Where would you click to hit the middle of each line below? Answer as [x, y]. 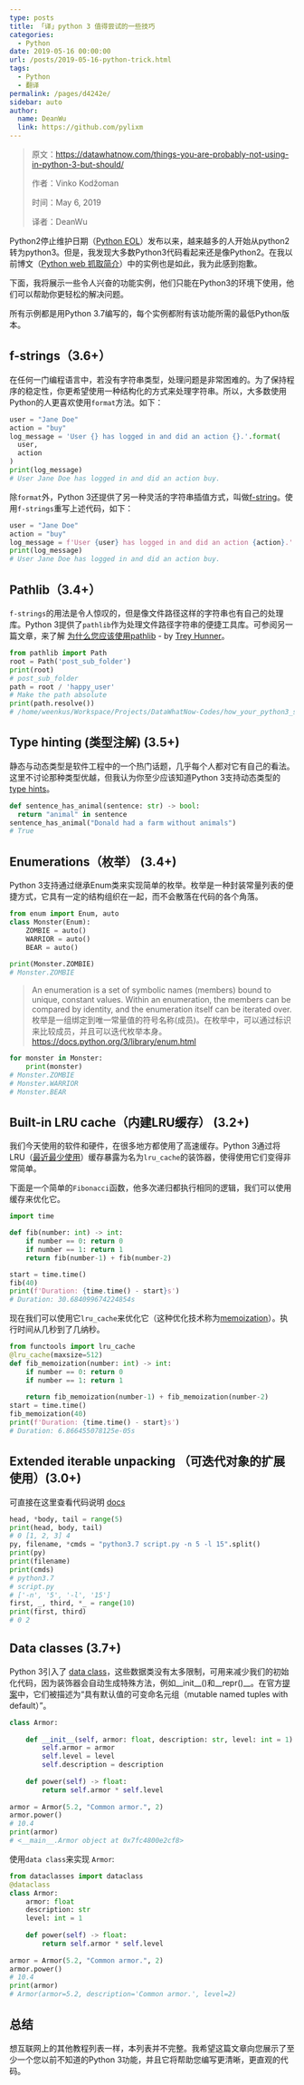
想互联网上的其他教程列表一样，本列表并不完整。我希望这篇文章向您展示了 [148, 2048]
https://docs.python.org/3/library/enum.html [114, 1042]
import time [32, 1217]
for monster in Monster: [56, 1058]
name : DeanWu [42, 119]
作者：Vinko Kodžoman [75, 183]
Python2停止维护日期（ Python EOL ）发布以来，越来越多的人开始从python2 [150, 241]
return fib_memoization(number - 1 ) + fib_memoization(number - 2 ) [147, 1397]
